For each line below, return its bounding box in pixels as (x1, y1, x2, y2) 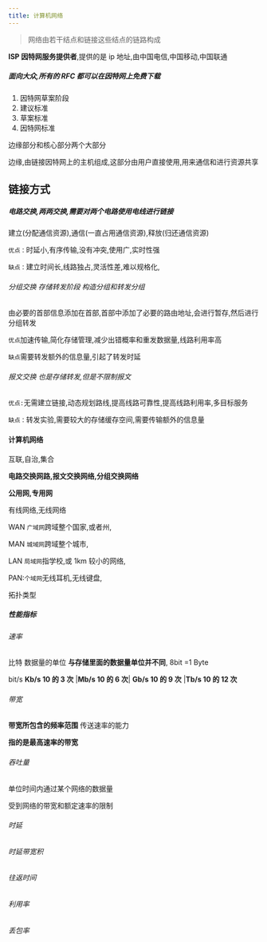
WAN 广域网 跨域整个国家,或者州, (8, 522, 112, 531)
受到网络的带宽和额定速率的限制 (8, 801, 113, 810)
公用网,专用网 (8, 488, 53, 498)
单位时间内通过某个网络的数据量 (8, 784, 113, 793)
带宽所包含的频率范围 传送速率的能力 (8, 721, 129, 730)
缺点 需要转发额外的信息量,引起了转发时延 (8, 352, 141, 362)
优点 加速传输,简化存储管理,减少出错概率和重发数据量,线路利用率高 (8, 335, 222, 344)
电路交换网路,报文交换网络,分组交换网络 (8, 471, 139, 480)
